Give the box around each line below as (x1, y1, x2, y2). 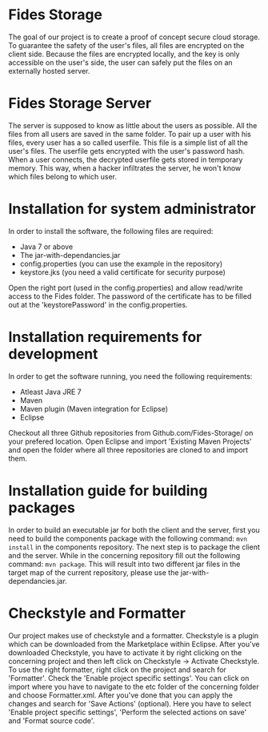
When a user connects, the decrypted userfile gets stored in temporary (8, 155, 243, 164)
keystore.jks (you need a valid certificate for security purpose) (19, 267, 226, 277)
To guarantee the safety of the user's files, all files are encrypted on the (8, 40, 245, 50)
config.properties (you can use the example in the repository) (19, 259, 223, 268)
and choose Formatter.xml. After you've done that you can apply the (8, 690, 234, 700)
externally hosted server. (8, 66, 90, 75)
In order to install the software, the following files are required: (8, 226, 214, 235)
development (8, 345, 98, 363)
